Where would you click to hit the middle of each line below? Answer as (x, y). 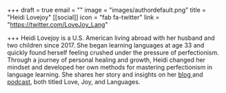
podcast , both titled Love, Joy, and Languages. (74, 82)
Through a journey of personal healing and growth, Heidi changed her (106, 60)
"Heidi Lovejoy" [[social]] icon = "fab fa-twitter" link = (83, 17)
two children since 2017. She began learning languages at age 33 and (106, 45)
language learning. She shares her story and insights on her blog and (105, 74)
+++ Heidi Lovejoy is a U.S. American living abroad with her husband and (111, 38)
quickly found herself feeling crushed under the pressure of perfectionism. (113, 52)
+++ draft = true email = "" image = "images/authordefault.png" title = (107, 10)
